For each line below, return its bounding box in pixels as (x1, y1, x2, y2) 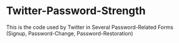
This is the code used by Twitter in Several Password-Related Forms (6, 24, 174, 31)
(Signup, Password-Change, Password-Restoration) (6, 29, 134, 37)
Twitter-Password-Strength (6, 4, 146, 18)
